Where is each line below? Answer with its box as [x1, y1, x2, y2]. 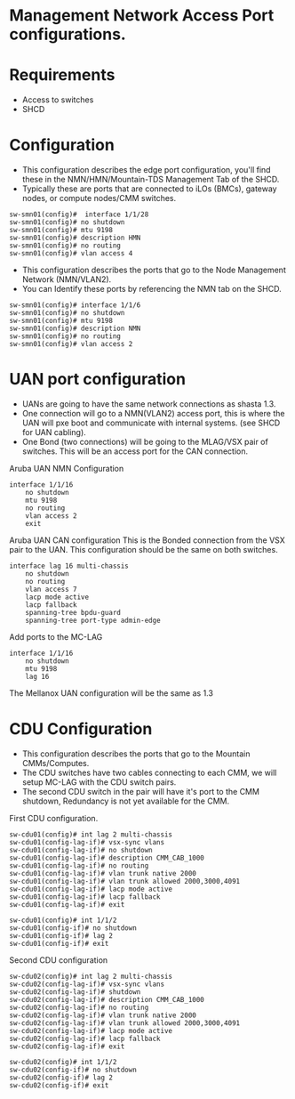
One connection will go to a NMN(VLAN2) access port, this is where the [21, 408, 285, 418]
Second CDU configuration [9, 954, 108, 966]
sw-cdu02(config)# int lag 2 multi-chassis [9, 972, 173, 981]
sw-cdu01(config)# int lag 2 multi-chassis [9, 829, 173, 839]
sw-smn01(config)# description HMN [9, 233, 141, 243]
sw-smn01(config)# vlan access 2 [9, 340, 133, 349]
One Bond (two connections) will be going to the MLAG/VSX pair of [21, 437, 268, 447]
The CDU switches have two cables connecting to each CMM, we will [21, 767, 277, 778]
